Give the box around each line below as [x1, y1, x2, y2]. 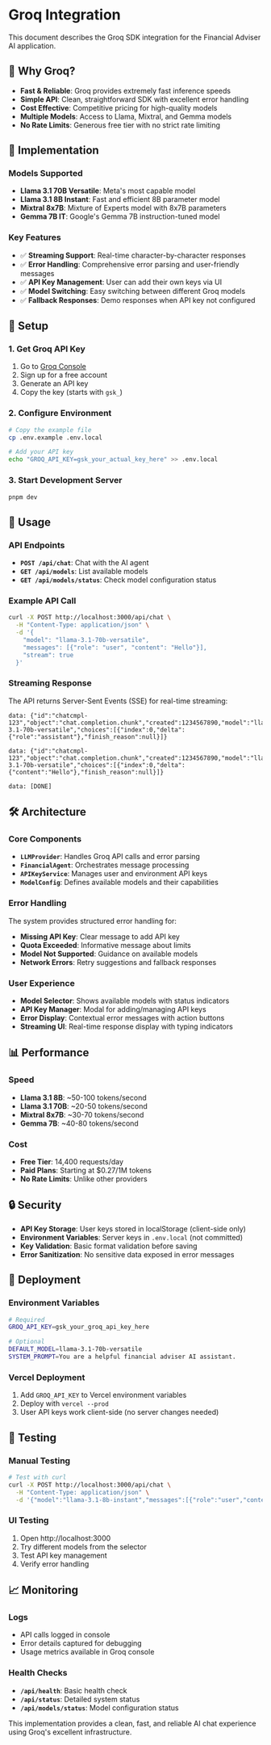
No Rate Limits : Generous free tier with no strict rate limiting [19, 120, 220, 130]
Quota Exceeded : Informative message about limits [19, 940, 191, 950]
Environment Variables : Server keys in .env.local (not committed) [19, 1232, 244, 1242]
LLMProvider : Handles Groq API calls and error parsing [19, 852, 200, 862]
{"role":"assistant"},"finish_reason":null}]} [8, 732, 168, 740]
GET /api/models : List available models [19, 567, 148, 577]
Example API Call [8, 595, 77, 606]
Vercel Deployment [8, 1371, 85, 1382]
